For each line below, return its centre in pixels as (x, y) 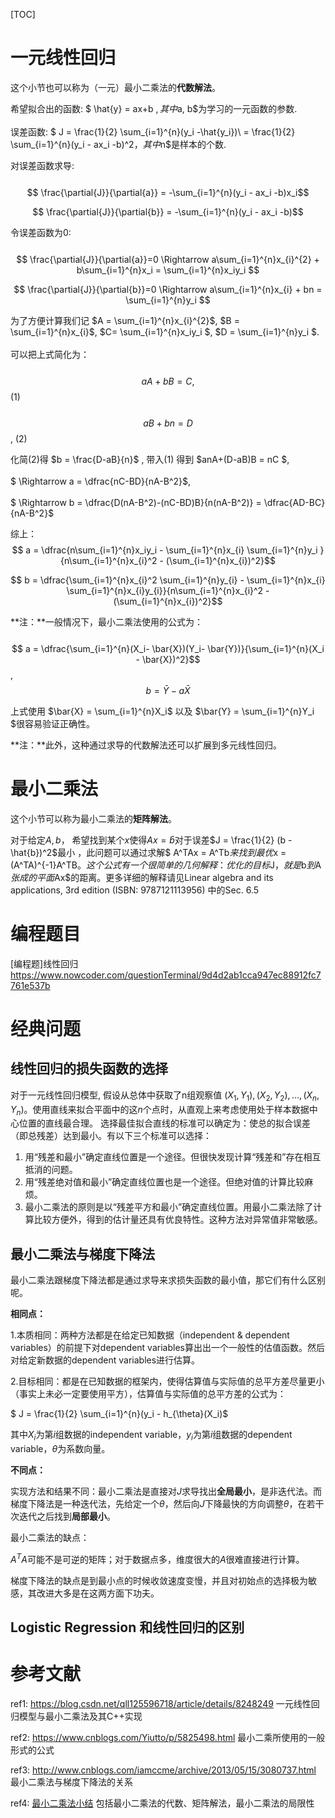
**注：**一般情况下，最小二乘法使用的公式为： (107, 621)
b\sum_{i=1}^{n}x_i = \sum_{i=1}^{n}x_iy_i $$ (168, 270)
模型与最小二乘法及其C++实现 (80, 1716)
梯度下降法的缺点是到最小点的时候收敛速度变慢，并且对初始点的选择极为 (159, 1580)
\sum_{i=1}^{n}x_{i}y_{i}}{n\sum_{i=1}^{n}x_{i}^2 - (168, 590)
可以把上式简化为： (50, 354)
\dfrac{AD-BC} (294, 502)
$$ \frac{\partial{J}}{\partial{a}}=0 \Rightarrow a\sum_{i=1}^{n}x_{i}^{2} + (168, 259)
